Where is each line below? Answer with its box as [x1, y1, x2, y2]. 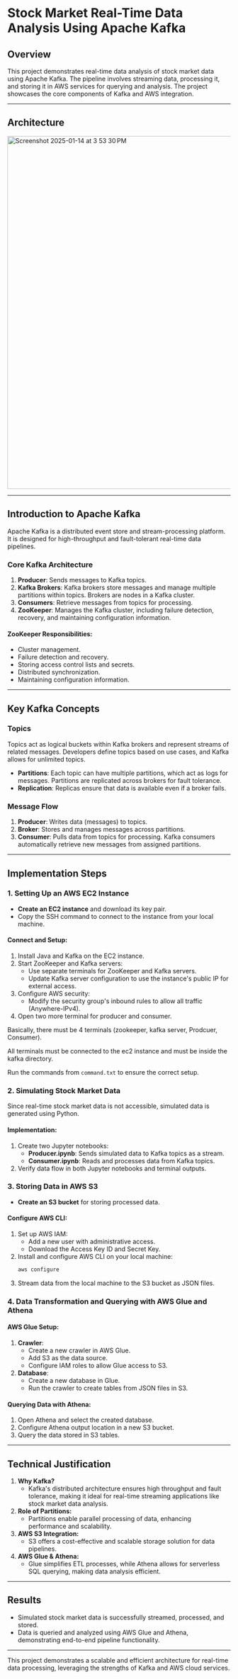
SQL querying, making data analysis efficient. [28, 1567, 161, 1576]
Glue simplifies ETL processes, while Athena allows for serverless [28, 1560, 220, 1568]
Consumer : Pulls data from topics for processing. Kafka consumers [17, 832, 215, 841]
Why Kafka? [17, 1477, 55, 1486]
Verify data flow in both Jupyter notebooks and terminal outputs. [17, 1164, 207, 1172]
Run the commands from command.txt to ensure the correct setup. [7, 1068, 200, 1076]
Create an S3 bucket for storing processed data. [17, 1197, 161, 1206]
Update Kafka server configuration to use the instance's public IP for [28, 974, 229, 983]
